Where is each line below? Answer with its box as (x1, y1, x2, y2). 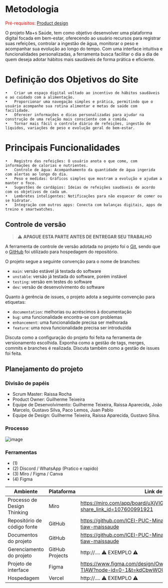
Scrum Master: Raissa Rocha (12, 391, 72, 397)
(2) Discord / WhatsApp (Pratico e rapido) (12, 465, 98, 471)
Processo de (7, 496, 37, 503)
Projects (48, 552, 68, 559)
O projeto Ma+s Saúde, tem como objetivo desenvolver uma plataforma (5, 30, 152, 36)
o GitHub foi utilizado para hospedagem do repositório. (5, 249, 118, 255)
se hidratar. (5, 198, 32, 203)
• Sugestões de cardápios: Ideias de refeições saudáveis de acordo (5, 185, 155, 190)
